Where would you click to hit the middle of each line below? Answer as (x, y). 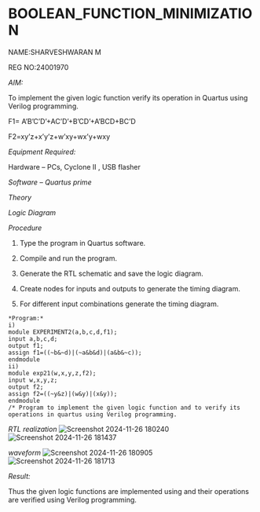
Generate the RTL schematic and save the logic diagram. (112, 273)
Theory (20, 197)
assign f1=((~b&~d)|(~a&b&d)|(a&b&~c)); (75, 353)
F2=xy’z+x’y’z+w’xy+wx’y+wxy (59, 136)
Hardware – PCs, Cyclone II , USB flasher (75, 166)
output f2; (26, 387)
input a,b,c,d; (33, 338)
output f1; (26, 346)
